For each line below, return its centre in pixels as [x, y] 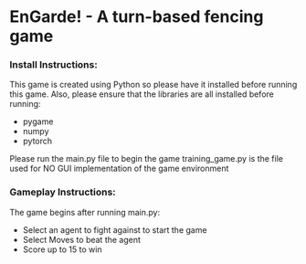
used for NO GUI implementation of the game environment [119, 169]
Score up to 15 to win [62, 249]
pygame [38, 121]
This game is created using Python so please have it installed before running [153, 85]
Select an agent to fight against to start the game [115, 229]
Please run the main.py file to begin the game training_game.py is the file [146, 159]
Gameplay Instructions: [63, 192]
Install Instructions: [53, 65]
